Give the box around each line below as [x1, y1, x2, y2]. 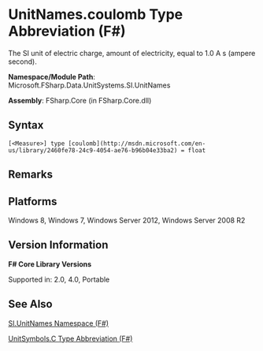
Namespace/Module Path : [8, 72, 96, 81]
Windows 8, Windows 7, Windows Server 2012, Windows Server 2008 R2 [8, 215, 246, 225]
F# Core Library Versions [8, 259, 92, 269]
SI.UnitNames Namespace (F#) [8, 318, 109, 328]
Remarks [8, 168, 54, 181]
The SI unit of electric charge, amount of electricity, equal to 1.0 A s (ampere [8, 48, 256, 58]
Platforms [8, 195, 57, 208]
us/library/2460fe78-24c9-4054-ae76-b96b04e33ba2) [8, 146, 178, 155]
